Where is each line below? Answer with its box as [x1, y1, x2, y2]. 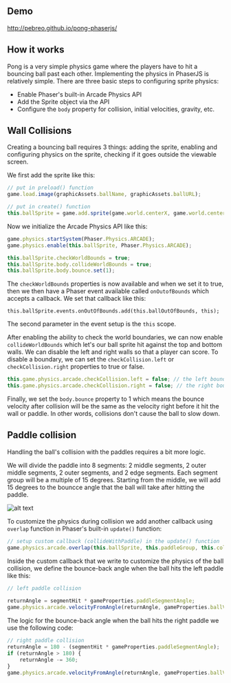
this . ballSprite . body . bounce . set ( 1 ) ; [7, 267, 115, 275]
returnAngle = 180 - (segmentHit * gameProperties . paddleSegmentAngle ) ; [7, 644, 220, 651]
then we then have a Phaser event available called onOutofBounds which [7, 287, 210, 295]
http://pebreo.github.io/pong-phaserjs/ [7, 23, 118, 32]
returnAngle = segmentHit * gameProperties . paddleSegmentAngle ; [7, 597, 195, 604]
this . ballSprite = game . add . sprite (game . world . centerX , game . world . [7, 210, 208, 217]
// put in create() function [7, 204, 91, 210]
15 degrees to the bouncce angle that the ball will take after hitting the [7, 483, 205, 491]
